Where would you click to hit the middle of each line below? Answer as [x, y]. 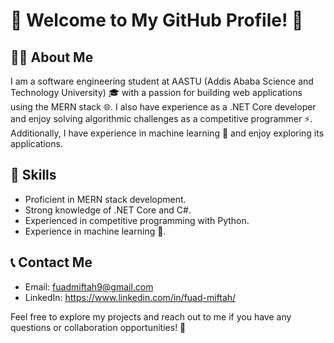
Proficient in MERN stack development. [105, 199]
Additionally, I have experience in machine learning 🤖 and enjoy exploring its [167, 133]
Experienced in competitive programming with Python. [137, 220]
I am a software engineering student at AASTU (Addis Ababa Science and [162, 81]
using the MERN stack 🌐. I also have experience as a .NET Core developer [163, 107]
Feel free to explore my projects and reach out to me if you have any [151, 316]
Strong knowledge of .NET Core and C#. [108, 210]
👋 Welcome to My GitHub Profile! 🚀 [157, 20]
